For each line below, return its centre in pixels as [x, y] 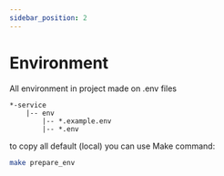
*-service [28, 105]
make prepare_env [42, 162]
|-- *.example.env [77, 121]
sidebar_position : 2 [49, 18]
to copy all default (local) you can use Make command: [112, 146]
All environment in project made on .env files [93, 88]
